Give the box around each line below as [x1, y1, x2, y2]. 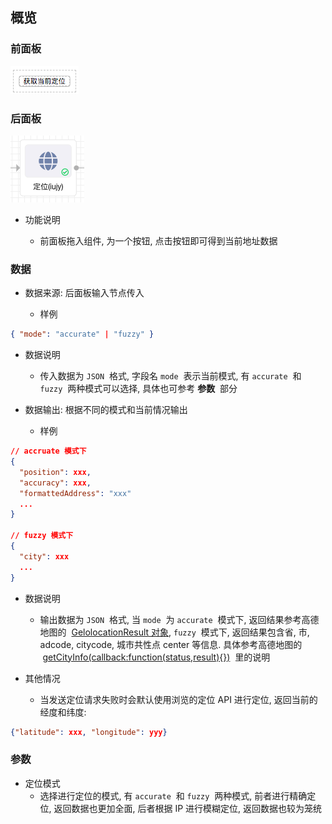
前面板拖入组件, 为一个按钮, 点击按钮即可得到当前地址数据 [39, 234, 278, 247]
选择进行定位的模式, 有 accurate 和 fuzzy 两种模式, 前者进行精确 [39, 789, 308, 802]
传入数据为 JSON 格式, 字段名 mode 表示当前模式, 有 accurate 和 [39, 370, 302, 382]
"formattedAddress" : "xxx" [19, 488, 132, 498]
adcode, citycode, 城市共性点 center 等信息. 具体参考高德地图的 [39, 638, 303, 650]
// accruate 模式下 [10, 446, 87, 457]
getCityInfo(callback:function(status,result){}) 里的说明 [42, 651, 271, 663]
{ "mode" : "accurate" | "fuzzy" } [10, 329, 155, 340]
